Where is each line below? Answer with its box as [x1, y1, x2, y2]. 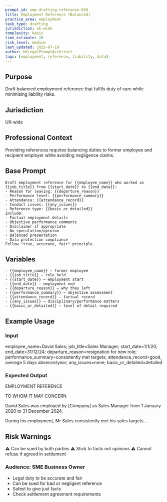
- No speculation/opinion [5, 228, 59, 233]
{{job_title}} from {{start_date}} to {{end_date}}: [5, 184, 117, 190]
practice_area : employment [5, 17, 61, 22]
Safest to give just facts [12, 485, 61, 491]
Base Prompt [5, 166, 46, 176]
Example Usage [5, 317, 55, 325]
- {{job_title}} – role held [5, 273, 66, 278]
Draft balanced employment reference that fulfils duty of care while [5, 86, 144, 92]
